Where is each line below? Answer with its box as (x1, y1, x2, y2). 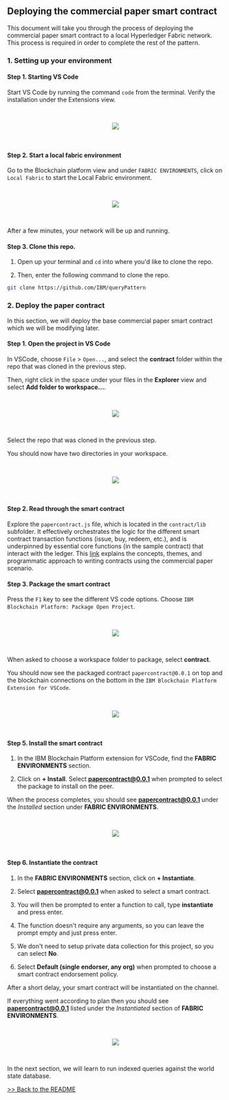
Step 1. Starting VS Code (7, 72, 79, 81)
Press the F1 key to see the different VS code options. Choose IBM (7, 595, 194, 603)
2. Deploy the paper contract (7, 301, 105, 310)
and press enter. (17, 908, 64, 916)
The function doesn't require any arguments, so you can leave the (17, 921, 204, 930)
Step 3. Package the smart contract (7, 579, 111, 588)
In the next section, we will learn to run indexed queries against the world (7, 1064, 215, 1072)
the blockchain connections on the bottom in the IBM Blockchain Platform (7, 676, 217, 685)
